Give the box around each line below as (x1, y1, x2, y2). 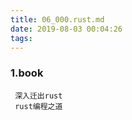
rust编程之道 (14, 101, 63, 111)
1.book (10, 66, 44, 80)
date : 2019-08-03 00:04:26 (10, 24, 123, 34)
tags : (10, 33, 33, 43)
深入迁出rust (14, 91, 63, 101)
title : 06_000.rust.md (10, 14, 105, 25)
